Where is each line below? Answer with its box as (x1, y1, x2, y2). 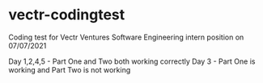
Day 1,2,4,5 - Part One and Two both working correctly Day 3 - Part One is (8, 56, 256, 66)
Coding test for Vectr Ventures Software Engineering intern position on (8, 32, 244, 42)
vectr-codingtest (8, 6, 125, 24)
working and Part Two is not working (8, 64, 131, 74)
